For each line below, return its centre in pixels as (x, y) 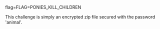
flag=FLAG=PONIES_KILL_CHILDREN (43, 7)
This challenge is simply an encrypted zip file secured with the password (80, 17)
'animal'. (14, 22)
